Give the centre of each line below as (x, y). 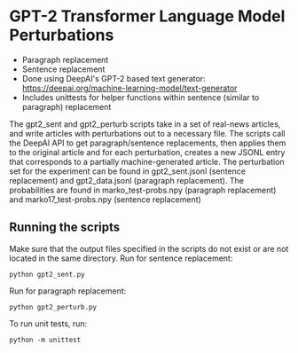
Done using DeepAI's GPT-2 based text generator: (114, 78)
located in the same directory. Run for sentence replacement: (121, 258)
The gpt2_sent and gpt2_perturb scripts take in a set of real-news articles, (145, 124)
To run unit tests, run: (48, 323)
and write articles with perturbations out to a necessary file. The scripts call (147, 133)
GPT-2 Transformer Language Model (147, 16)
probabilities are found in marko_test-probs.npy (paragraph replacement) (143, 190)
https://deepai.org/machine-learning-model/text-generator (129, 88)
